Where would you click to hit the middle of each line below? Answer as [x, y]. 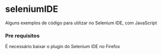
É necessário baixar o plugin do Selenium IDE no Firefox [63, 47]
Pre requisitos [22, 36]
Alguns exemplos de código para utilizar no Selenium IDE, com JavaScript [81, 23]
